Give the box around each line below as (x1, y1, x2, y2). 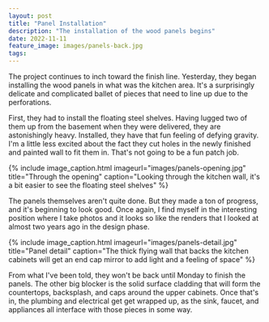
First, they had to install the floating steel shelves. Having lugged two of (8, 113, 248, 122)
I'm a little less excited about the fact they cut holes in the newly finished (8, 139, 251, 148)
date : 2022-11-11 (8, 34, 67, 43)
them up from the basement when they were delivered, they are (8, 122, 221, 131)
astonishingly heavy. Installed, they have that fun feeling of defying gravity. (8, 130, 259, 140)
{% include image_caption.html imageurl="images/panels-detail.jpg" (8, 238, 237, 247)
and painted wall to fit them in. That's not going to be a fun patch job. (8, 147, 239, 157)
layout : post (8, 11, 53, 20)
